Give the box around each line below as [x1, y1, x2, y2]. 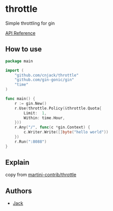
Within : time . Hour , [24, 115, 65, 121]
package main [5, 59, 33, 64]
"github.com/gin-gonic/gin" [14, 78, 74, 83]
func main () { [5, 96, 36, 101]
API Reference [5, 30, 36, 36]
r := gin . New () [14, 101, 47, 106]
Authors [5, 186, 32, 195]
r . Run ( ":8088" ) [14, 139, 47, 144]
